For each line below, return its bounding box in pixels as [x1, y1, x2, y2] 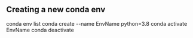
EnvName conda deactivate [6, 26, 75, 33]
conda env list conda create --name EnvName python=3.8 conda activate [6, 20, 188, 27]
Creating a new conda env [6, 5, 106, 15]
